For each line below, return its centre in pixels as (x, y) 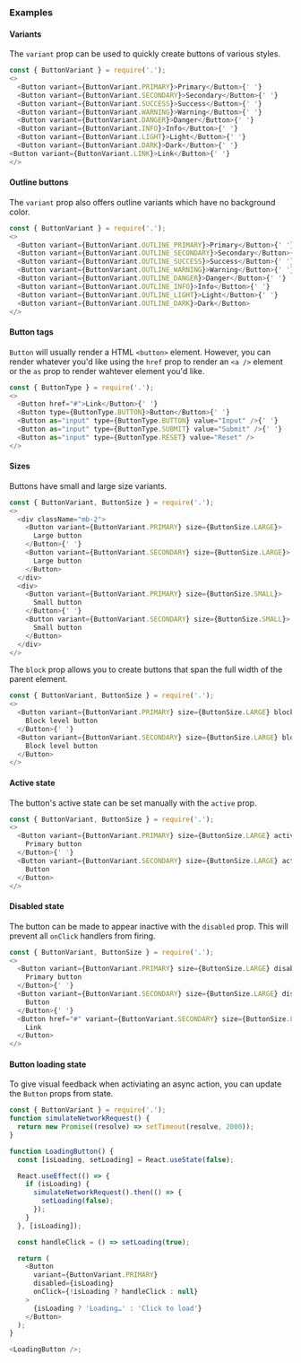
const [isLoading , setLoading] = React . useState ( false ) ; (126, 1159)
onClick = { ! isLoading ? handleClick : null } (116, 1292)
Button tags (31, 332)
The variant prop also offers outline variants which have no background (142, 202)
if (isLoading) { (58, 1184)
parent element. (39, 679)
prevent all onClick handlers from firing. (82, 936)
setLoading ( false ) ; (78, 1201)
